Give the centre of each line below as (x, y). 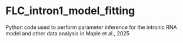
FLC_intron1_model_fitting (70, 11)
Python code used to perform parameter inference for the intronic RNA (91, 27)
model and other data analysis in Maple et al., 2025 (68, 33)
